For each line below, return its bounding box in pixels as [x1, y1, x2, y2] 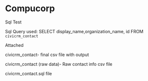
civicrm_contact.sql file [5, 70, 52, 76]
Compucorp [5, 3, 55, 14]
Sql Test [5, 19, 22, 25]
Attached [5, 42, 24, 48]
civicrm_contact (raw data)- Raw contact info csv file [5, 61, 113, 67]
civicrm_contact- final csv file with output [5, 52, 89, 58]
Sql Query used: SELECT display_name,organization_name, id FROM [5, 28, 144, 34]
